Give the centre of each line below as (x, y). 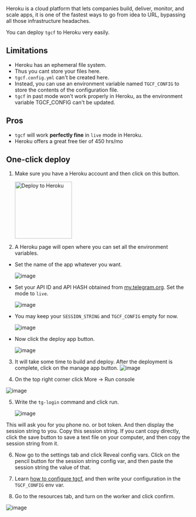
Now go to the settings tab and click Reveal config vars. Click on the (97, 455)
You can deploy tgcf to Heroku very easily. (58, 32)
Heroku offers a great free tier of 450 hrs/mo (69, 141)
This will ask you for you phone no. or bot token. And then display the (90, 425)
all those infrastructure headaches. (48, 21)
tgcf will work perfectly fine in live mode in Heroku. (79, 135)
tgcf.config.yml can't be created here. (62, 77)
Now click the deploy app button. (55, 339)
